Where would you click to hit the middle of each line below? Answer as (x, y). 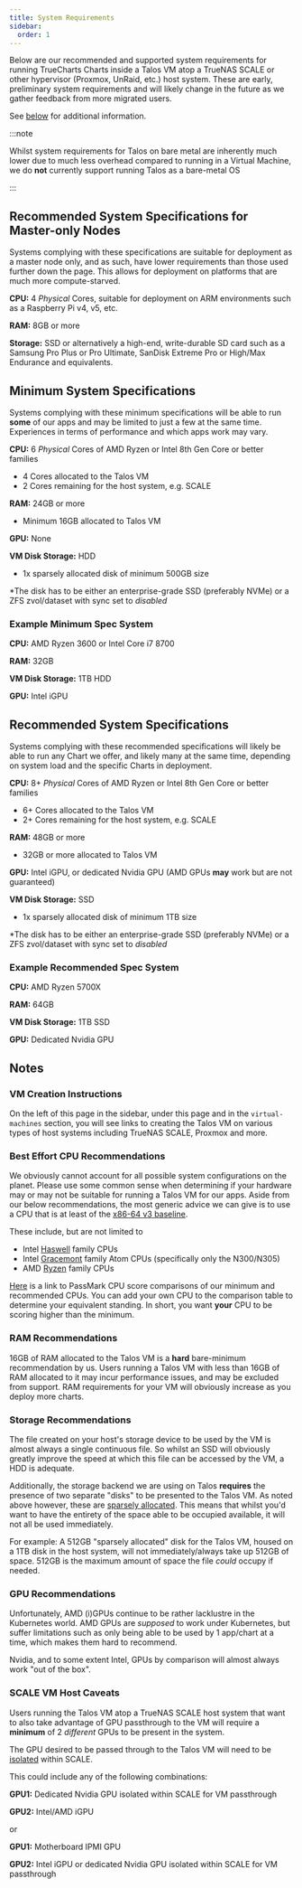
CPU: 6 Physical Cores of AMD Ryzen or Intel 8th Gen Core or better (137, 449)
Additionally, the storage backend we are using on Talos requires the (137, 1485)
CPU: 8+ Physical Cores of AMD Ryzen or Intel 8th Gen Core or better (139, 784)
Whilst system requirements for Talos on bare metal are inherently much (143, 151)
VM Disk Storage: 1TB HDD (60, 679)
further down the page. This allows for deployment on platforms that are (143, 271)
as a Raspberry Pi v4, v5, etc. (64, 308)
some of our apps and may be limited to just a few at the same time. (136, 422)
